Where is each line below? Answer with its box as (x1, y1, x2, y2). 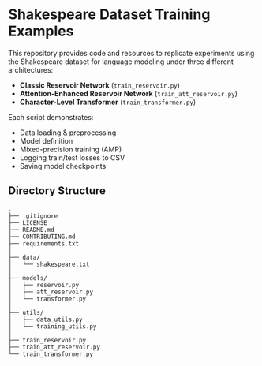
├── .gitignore (8, 211, 58, 220)
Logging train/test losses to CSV (19, 152, 125, 162)
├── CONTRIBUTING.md (8, 233, 77, 241)
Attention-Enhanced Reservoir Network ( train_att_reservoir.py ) (19, 88, 238, 98)
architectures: (8, 65, 54, 74)
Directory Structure (8, 184, 107, 198)
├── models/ (8, 274, 47, 282)
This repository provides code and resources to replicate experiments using (8, 48, 255, 58)
